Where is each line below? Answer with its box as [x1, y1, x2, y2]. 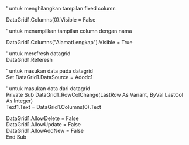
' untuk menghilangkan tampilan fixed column [6, 5, 116, 12]
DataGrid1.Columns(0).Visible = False [6, 16, 96, 23]
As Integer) [6, 97, 33, 104]
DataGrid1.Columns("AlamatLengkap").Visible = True [6, 39, 133, 45]
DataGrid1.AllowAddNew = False [6, 128, 84, 134]
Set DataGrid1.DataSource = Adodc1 [6, 74, 93, 80]
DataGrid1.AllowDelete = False [6, 115, 79, 122]
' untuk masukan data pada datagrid [6, 68, 94, 75]
